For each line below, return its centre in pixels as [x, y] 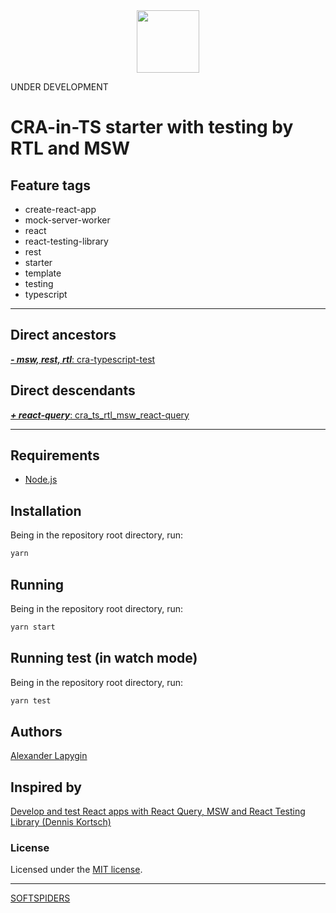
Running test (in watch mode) [104, 658]
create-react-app [60, 209]
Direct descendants [73, 390]
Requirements [55, 455]
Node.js [41, 480]
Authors [36, 731]
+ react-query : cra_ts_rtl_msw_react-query [100, 415]
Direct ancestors [63, 335]
